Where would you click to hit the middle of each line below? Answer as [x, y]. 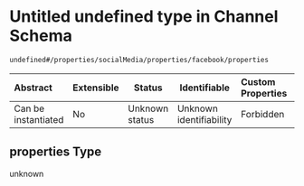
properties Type [56, 152]
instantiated [39, 119]
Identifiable [205, 88]
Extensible [95, 88]
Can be [29, 108]
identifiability [204, 119]
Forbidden [263, 114]
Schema [41, 36]
